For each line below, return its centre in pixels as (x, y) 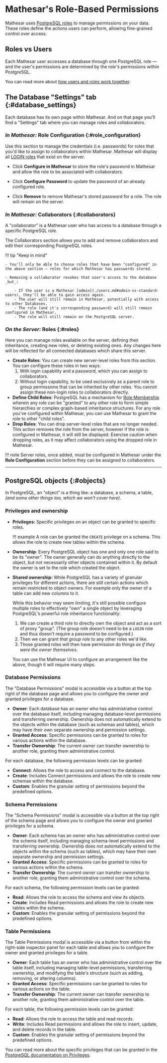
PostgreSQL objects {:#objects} (55, 481)
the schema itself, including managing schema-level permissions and (83, 841)
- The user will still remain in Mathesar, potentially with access (86, 300)
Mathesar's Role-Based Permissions (82, 9)
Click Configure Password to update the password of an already (79, 181)
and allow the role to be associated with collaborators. (68, 172)
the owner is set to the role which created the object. (66, 568)
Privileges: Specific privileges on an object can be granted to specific (84, 522)
